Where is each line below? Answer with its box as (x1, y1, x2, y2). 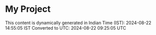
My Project (5, 3, 51, 15)
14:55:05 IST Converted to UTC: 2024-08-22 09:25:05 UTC (5, 25, 126, 31)
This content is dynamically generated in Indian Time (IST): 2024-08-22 (5, 20, 152, 26)
